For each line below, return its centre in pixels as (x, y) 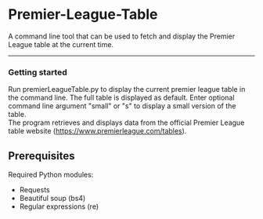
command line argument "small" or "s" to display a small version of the (122, 106)
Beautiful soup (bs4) (52, 199)
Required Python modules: (51, 175)
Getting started (38, 72)
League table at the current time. (61, 44)
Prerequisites (41, 156)
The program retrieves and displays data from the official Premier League (126, 122)
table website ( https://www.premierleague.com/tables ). (97, 131)
